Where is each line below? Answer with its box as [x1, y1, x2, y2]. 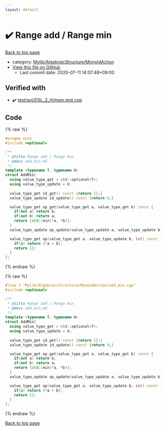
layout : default [5, 7, 39, 12]
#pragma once [5, 136, 32, 141]
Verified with [5, 84, 46, 92]
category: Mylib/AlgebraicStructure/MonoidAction [12, 59, 115, 65]
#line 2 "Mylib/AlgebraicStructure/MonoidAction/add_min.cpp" [5, 283, 136, 288]
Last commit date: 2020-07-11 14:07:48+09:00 [19, 69, 115, 75]
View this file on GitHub [12, 64, 61, 70]
